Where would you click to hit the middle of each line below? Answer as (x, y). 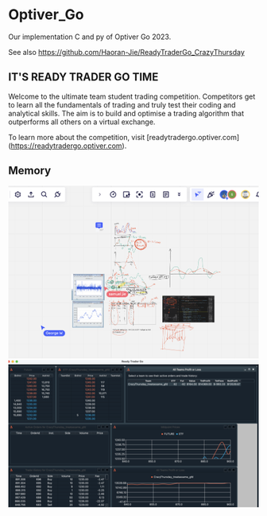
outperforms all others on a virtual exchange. (82, 122)
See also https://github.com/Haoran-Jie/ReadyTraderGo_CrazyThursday (126, 52)
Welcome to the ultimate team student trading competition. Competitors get (132, 96)
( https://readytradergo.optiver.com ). (68, 146)
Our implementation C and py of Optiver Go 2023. (90, 37)
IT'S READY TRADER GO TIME (83, 77)
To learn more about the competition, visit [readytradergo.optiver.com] (124, 137)
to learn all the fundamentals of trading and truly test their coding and (122, 104)
